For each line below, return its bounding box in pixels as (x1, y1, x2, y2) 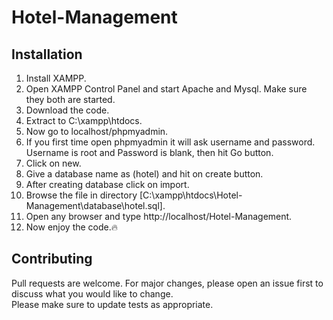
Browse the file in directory (25, 189, 138, 201)
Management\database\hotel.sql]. (25, 200, 166, 211)
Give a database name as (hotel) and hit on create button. (25, 168, 264, 180)
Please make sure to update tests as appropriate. (11, 298, 214, 310)
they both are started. (25, 94, 116, 105)
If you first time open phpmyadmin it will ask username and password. (25, 136, 316, 148)
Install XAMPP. (25, 72, 87, 84)
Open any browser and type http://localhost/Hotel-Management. (25, 211, 293, 222)
